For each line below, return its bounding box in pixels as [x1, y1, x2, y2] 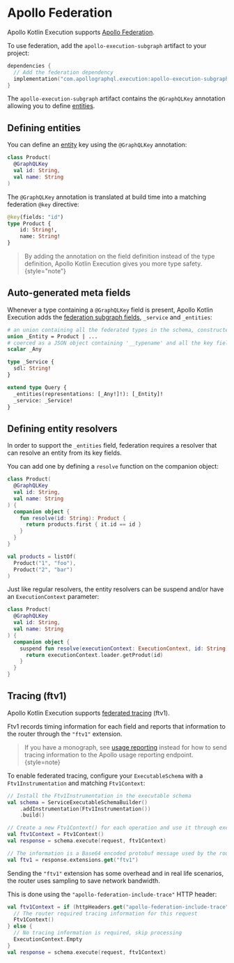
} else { [7, 923, 33, 930]
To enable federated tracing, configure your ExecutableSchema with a [7, 771, 203, 780]
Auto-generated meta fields [7, 287, 131, 299]
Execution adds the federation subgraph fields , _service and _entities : [7, 312, 212, 321]
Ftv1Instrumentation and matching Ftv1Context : [7, 779, 146, 787]
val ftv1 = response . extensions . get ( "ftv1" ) [7, 856, 139, 863]
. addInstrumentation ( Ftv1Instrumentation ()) [19, 805, 151, 812]
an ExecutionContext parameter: [7, 593, 100, 601]
